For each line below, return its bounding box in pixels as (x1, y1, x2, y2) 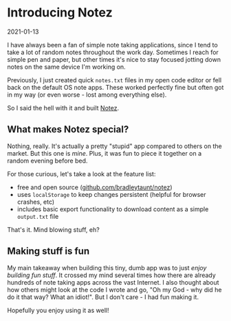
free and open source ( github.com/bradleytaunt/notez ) (16, 183, 173, 191)
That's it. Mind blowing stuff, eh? (7, 225, 100, 234)
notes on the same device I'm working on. (7, 62, 126, 71)
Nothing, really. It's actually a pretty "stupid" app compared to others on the (7, 142, 222, 150)
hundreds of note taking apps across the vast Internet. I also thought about (7, 278, 219, 286)
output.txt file (16, 212, 59, 220)
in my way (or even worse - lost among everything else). (7, 91, 167, 99)
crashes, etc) (16, 198, 55, 206)
